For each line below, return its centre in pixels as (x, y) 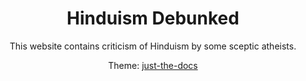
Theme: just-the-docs (153, 65)
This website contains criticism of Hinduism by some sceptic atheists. (153, 46)
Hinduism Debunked (153, 18)
